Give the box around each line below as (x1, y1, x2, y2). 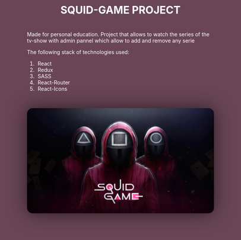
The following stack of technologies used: (27, 49, 129, 56)
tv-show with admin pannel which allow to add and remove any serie (27, 37, 195, 44)
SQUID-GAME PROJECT (60, 4, 181, 17)
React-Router (37, 79, 70, 86)
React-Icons (37, 85, 68, 92)
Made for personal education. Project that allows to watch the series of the (27, 31, 210, 38)
